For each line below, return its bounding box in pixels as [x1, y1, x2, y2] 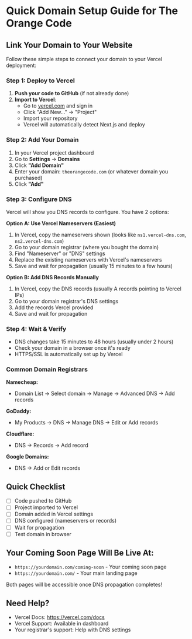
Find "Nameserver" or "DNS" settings [14, 250, 105, 257]
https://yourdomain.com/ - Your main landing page [14, 570, 138, 577]
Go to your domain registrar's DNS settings [14, 297, 119, 305]
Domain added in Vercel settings [14, 510, 94, 518]
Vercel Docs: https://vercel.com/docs [14, 614, 105, 621]
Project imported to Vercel [14, 504, 78, 511]
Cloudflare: [6, 430, 35, 437]
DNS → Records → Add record [14, 442, 89, 449]
